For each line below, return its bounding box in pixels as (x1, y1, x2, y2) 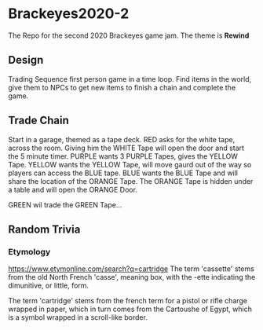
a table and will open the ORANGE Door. (8, 185, 137, 194)
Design (8, 53, 44, 67)
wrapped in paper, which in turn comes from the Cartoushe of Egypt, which (8, 304, 253, 314)
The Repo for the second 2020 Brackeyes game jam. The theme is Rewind (8, 31, 250, 40)
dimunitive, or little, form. (8, 280, 89, 291)
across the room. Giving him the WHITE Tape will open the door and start (8, 143, 245, 152)
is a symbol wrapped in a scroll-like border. (8, 313, 148, 322)
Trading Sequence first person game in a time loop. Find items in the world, (8, 74, 252, 83)
